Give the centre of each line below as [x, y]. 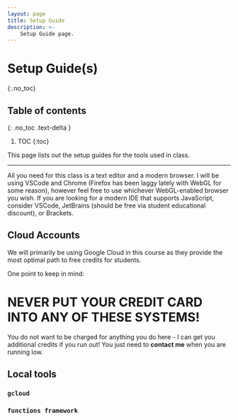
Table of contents [47, 110]
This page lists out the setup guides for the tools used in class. [98, 155]
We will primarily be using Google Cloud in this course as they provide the [115, 252]
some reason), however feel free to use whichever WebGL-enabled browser [118, 191]
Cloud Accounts [44, 235]
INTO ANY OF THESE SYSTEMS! [104, 317]
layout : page [27, 14]
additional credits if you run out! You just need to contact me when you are [117, 344]
